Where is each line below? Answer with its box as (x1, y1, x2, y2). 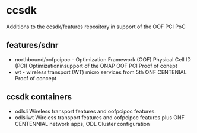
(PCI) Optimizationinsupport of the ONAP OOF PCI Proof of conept (14, 62, 178, 69)
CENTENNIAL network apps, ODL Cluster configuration (14, 120, 150, 127)
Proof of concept (14, 74, 57, 82)
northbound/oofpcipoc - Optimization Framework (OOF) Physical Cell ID (14, 56, 191, 63)
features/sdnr (6, 40, 59, 50)
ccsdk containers (6, 92, 72, 102)
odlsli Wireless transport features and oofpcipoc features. (14, 108, 156, 115)
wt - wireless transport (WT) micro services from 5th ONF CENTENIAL (14, 69, 187, 76)
